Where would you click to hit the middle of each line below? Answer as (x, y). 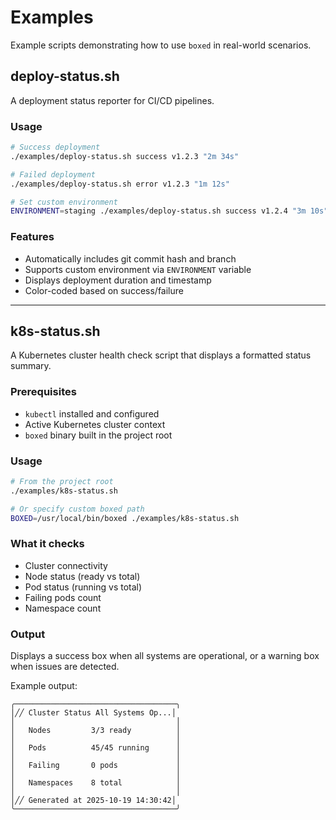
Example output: (44, 686)
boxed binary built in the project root (98, 435)
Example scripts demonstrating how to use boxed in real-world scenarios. (161, 45)
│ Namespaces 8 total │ (96, 783)
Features (32, 237)
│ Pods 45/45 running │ (96, 748)
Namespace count (63, 608)
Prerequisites (43, 392)
